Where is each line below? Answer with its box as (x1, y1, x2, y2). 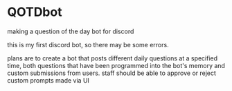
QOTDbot (7, 4, 62, 20)
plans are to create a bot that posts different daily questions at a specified (7, 53, 218, 63)
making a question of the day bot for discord (7, 27, 134, 35)
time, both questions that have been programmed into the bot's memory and (7, 61, 225, 69)
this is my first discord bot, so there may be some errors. (7, 40, 169, 49)
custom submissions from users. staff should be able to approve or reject (7, 69, 217, 77)
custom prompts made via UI (7, 76, 90, 84)
